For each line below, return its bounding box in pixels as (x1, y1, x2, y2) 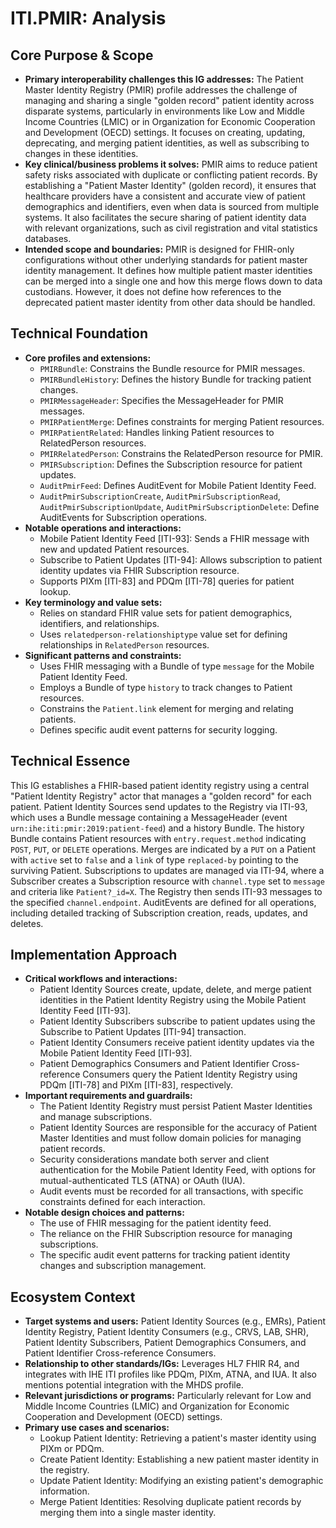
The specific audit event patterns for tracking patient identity (39, 1249, 291, 1261)
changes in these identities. (24, 148, 139, 159)
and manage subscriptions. (39, 1111, 153, 1123)
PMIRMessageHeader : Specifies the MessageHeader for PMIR (39, 394, 284, 406)
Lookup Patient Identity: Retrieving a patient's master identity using (39, 1432, 317, 1444)
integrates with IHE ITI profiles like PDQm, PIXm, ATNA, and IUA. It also (24, 1368, 317, 1381)
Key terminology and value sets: (24, 596, 163, 608)
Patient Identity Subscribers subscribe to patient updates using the (39, 1015, 316, 1027)
